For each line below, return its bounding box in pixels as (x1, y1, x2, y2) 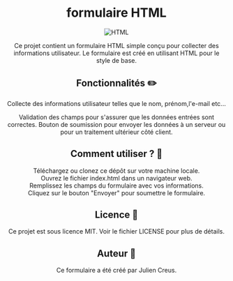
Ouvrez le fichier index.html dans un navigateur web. (40, 174, 193, 182)
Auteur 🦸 (96, 248, 137, 259)
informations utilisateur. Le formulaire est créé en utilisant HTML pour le (13, 49, 220, 57)
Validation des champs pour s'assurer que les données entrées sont (19, 113, 214, 121)
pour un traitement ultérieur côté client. (60, 128, 173, 136)
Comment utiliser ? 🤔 (70, 148, 163, 160)
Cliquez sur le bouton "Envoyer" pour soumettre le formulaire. (27, 188, 206, 197)
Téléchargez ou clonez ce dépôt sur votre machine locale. (33, 166, 200, 175)
